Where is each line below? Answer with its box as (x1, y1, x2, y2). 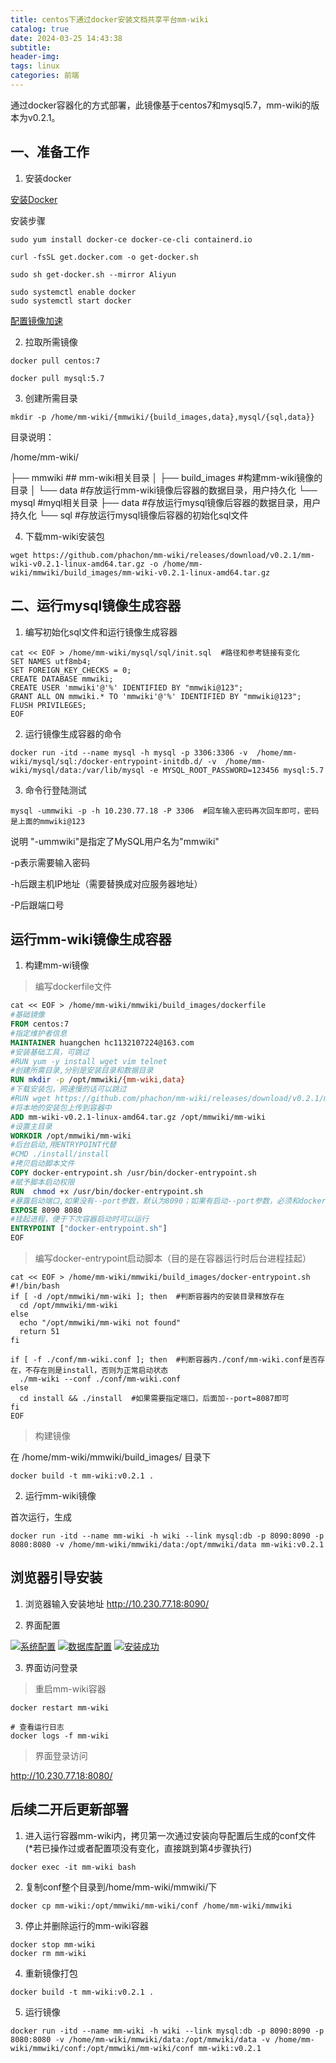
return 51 (19, 1327, 60, 1337)
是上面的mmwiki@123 (10, 816, 86, 826)
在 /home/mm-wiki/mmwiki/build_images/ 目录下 (10, 1451, 212, 1463)
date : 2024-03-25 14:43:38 (10, 33, 123, 43)
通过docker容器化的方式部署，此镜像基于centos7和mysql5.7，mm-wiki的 (10, 99, 312, 111)
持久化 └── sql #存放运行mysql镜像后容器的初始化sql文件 (10, 509, 249, 521)
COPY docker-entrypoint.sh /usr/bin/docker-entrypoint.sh (10, 1168, 257, 1178)
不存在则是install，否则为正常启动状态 (24, 1366, 169, 1376)
